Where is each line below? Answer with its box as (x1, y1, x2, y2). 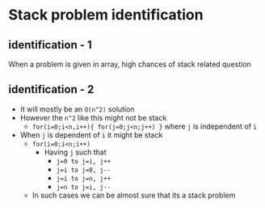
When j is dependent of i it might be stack (19, 129, 163, 139)
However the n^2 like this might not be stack (19, 112, 167, 122)
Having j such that (44, 147, 107, 157)
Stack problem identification (8, 6, 204, 24)
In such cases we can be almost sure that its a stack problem (32, 190, 236, 200)
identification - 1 (8, 38, 93, 52)
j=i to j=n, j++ (56, 174, 111, 183)
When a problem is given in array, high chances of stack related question (8, 59, 252, 69)
